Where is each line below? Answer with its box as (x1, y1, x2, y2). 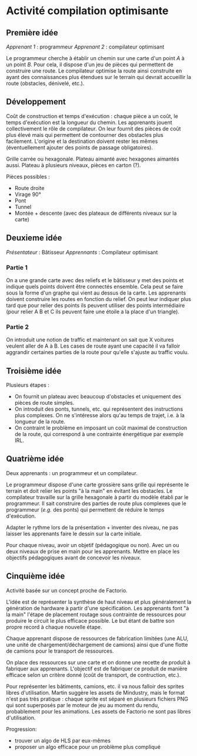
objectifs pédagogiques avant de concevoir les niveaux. (6, 554, 142, 561)
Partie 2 (6, 323, 29, 331)
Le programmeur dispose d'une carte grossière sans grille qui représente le (6, 481, 189, 488)
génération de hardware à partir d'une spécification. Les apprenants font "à (6, 604, 189, 611)
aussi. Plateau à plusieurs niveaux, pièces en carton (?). (6, 161, 141, 169)
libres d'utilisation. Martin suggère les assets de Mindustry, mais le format (6, 689, 185, 696)
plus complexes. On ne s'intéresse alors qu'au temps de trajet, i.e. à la (14, 412, 185, 419)
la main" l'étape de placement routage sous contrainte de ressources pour (6, 611, 186, 618)
